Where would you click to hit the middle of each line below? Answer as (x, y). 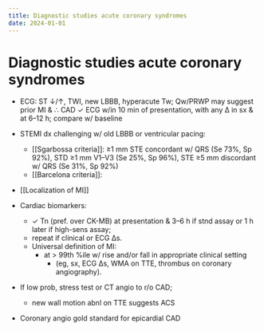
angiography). (79, 272)
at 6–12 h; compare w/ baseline (71, 118)
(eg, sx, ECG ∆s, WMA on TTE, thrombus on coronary (144, 263)
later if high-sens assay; (71, 230)
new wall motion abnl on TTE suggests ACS (103, 303)
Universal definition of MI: (74, 246)
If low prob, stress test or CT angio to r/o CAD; (96, 287)
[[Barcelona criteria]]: (67, 175)
